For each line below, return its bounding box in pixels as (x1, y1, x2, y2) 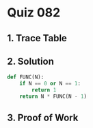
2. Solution (7, 55, 55, 67)
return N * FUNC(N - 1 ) (19, 93, 88, 100)
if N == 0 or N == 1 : (19, 81, 81, 87)
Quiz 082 (7, 5, 61, 21)
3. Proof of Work (7, 112, 79, 124)
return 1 (31, 87, 57, 94)
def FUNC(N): (7, 74, 44, 81)
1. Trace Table (7, 32, 67, 44)
